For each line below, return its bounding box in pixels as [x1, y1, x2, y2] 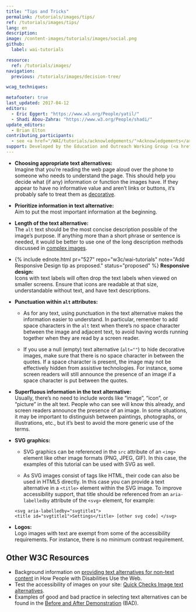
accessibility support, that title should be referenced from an [23, 490, 169, 497]
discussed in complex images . [14, 244, 87, 252]
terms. [14, 425, 30, 432]
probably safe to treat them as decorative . [14, 191, 116, 198]
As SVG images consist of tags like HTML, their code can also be [23, 472, 180, 479]
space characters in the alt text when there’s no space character [23, 322, 180, 329]
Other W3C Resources [6, 553, 89, 563]
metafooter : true [6, 95, 48, 101]
